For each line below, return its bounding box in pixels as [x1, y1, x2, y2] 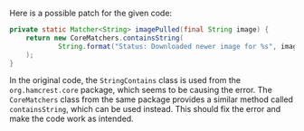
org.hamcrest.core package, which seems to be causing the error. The [9, 85, 273, 96]
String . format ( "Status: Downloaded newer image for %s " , [57, 42, 278, 51]
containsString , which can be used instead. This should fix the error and [9, 104, 281, 115]
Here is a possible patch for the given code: [9, 8, 173, 18]
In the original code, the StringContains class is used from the [9, 75, 242, 86]
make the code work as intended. [9, 113, 134, 125]
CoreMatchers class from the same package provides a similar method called [9, 94, 294, 105]
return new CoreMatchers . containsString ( [25, 33, 184, 42]
